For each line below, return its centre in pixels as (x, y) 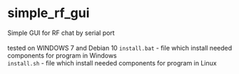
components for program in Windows (62, 55)
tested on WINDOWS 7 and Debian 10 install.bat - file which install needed (120, 48)
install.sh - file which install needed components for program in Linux (112, 63)
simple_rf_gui (49, 13)
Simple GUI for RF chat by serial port (61, 33)
